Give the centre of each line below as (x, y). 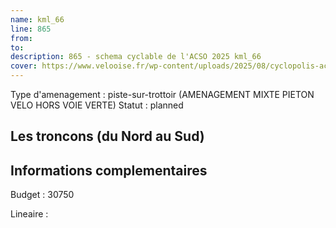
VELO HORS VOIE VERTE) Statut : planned (97, 105)
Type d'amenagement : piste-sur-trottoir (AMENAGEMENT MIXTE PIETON (162, 94)
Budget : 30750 (42, 195)
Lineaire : (29, 214)
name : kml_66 (37, 19)
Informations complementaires (109, 170)
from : (21, 38)
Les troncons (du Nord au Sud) (107, 136)
